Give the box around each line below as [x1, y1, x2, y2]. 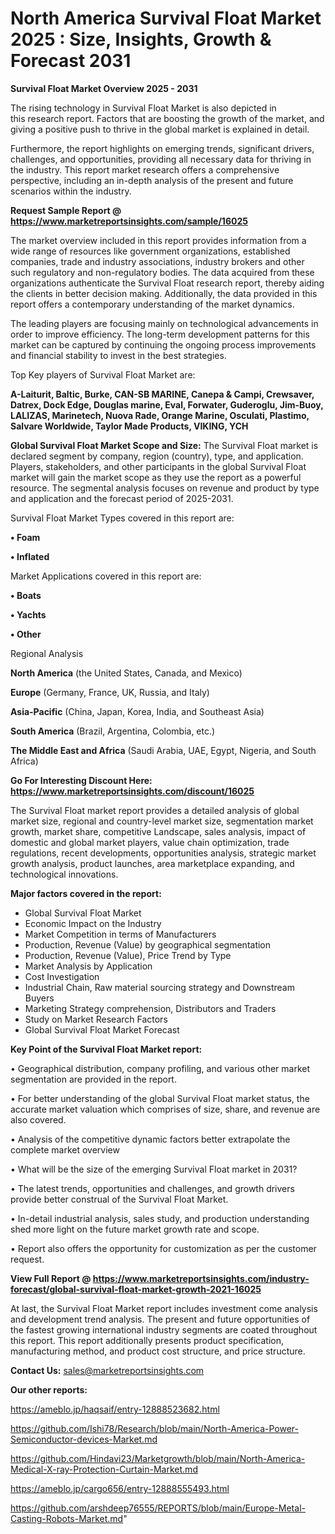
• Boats [10, 589, 42, 601]
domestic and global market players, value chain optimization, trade [10, 836, 290, 848]
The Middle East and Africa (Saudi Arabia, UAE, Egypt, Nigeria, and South [10, 744, 317, 756]
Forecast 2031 [10, 50, 132, 72]
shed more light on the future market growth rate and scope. [10, 1223, 260, 1235]
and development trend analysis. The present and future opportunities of [10, 1313, 311, 1325]
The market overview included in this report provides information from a [10, 234, 307, 246]
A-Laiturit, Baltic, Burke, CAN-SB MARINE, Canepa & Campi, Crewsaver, [10, 388, 315, 400]
